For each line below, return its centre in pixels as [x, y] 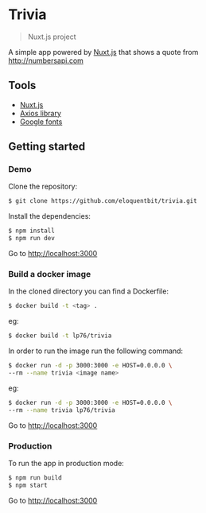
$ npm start [28, 485]
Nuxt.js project [52, 37]
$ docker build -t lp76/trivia [60, 336]
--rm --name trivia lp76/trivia [62, 410]
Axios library [41, 113]
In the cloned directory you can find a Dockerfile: [89, 291]
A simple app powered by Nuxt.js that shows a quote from [103, 52]
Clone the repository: [43, 187]
